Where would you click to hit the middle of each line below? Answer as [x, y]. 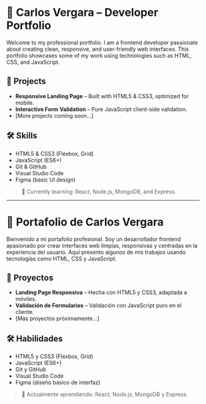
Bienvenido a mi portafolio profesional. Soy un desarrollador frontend [93, 239]
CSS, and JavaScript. [33, 62]
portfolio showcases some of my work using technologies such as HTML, [99, 55]
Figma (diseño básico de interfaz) [58, 383]
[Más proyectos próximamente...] [57, 319]
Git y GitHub [31, 370]
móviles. [26, 299]
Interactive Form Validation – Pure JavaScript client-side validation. [101, 109]
